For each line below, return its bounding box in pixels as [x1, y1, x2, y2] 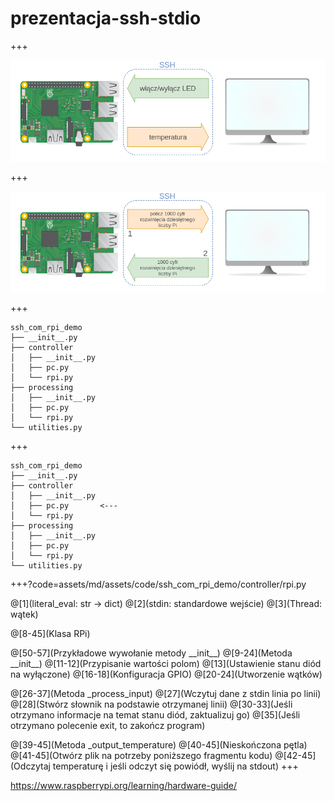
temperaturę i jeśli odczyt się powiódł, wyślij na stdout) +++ [52, 760, 299, 772]
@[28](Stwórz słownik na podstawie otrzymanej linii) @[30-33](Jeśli [10, 698, 293, 711]
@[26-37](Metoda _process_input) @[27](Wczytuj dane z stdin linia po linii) [10, 688, 322, 700]
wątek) [10, 608, 39, 621]
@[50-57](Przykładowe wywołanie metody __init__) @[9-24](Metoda [10, 647, 293, 659]
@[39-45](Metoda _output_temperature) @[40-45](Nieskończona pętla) [10, 739, 308, 751]
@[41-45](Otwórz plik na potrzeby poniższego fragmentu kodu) [10, 750, 273, 762]
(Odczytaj [10, 760, 51, 772]
